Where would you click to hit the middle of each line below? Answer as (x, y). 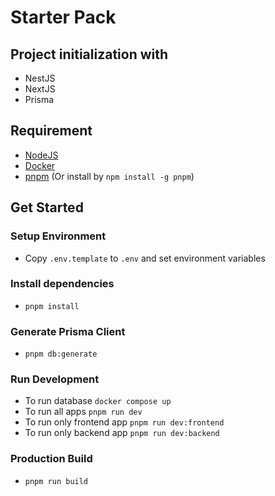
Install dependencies (62, 284)
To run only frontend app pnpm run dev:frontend (124, 422)
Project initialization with (89, 54)
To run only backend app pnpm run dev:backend (122, 433)
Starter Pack (63, 17)
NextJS (40, 89)
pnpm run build (56, 481)
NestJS (40, 78)
